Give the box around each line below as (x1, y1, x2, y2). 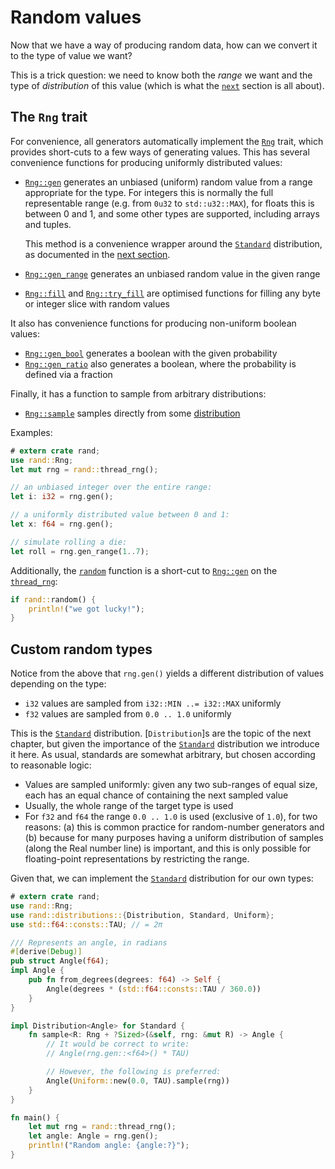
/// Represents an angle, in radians (10, 937, 168, 948)
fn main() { (10, 1112, 60, 1123)
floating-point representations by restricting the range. (24, 853, 250, 865)
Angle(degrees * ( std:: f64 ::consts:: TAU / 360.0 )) (46, 984, 262, 994)
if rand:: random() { (10, 594, 97, 605)
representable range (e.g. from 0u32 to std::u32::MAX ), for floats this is (24, 197, 315, 209)
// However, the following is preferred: (46, 1067, 222, 1077)
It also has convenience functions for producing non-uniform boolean (10, 317, 297, 329)
